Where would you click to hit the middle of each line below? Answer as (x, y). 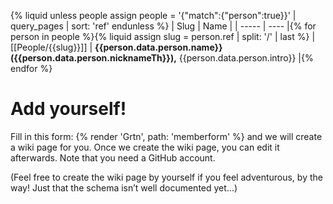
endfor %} (31, 68)
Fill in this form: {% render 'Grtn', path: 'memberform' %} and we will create (166, 136)
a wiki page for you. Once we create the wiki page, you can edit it (145, 147)
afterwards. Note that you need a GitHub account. (113, 157)
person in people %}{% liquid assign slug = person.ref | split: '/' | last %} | (163, 36)
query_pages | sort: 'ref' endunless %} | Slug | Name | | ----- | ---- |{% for (163, 26)
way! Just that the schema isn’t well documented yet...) (124, 187)
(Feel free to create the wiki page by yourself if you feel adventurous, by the (166, 177)
